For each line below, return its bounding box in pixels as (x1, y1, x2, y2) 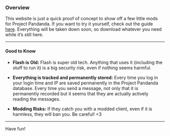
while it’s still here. (5, 32, 44, 38)
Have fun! (5, 125, 26, 131)
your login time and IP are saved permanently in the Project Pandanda (12, 80, 158, 86)
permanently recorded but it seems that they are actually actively (12, 90, 149, 97)
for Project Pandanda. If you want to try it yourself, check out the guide (5, 21, 153, 27)
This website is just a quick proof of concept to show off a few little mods (5, 16, 158, 22)
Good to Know (5, 48, 36, 54)
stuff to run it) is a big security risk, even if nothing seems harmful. (12, 65, 152, 71)
